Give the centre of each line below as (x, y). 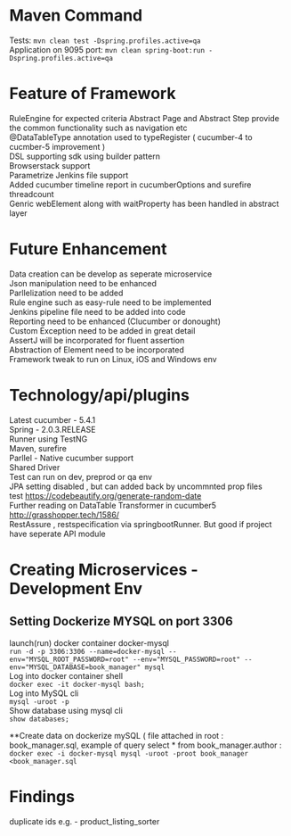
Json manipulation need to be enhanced (83, 283)
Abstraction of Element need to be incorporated (97, 350)
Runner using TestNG (48, 439)
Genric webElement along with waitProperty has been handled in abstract (144, 203)
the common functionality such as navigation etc (99, 128)
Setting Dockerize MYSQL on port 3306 (121, 621)
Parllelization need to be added (66, 293)
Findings (42, 796)
